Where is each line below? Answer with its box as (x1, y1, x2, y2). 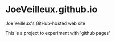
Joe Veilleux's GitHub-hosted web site (5, 20, 85, 26)
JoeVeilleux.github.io (5, 4, 98, 15)
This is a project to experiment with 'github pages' (5, 30, 110, 36)
